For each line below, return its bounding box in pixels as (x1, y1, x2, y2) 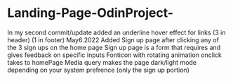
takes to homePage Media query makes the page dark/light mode (7, 58, 197, 66)
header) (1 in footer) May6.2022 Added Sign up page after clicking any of (7, 35, 220, 44)
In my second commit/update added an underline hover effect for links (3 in (7, 28, 226, 37)
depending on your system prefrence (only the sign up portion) (7, 66, 189, 74)
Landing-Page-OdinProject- (7, 5, 174, 21)
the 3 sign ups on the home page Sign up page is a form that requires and (7, 43, 221, 51)
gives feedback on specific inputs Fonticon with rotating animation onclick (7, 51, 222, 59)
